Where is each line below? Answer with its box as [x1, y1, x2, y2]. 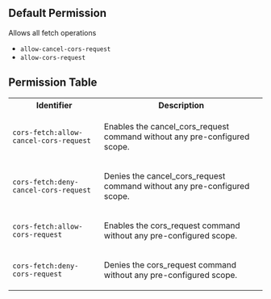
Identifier [35, 99, 73, 111]
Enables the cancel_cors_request [103, 120, 230, 132]
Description [158, 99, 204, 111]
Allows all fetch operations [8, 27, 97, 37]
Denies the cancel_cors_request [103, 170, 226, 181]
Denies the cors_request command [103, 259, 236, 270]
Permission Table [8, 76, 98, 90]
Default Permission [8, 6, 107, 20]
